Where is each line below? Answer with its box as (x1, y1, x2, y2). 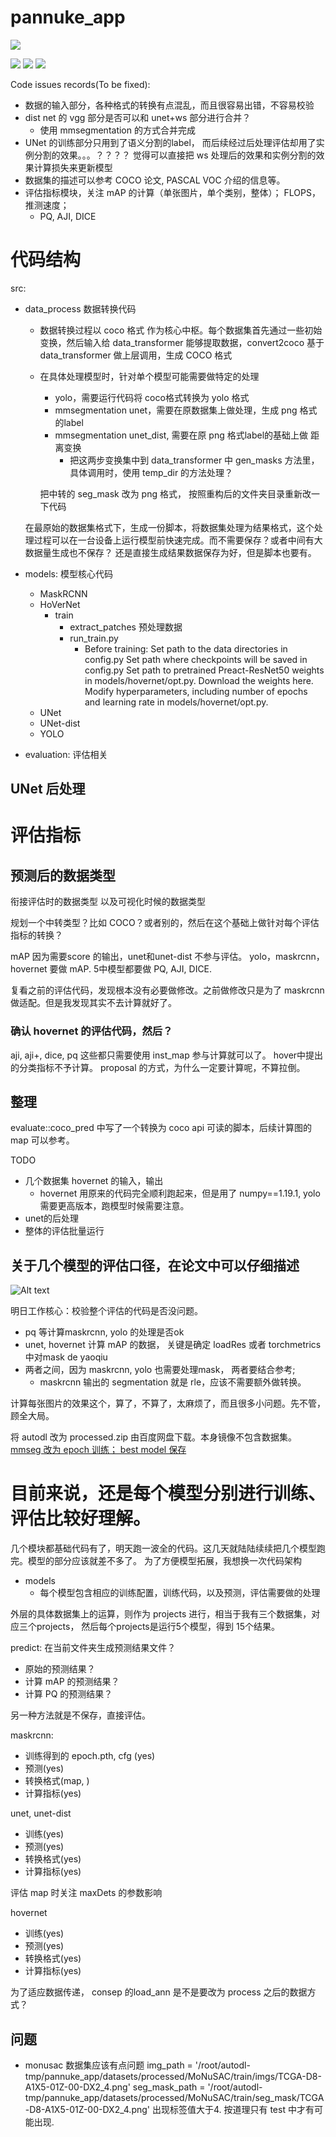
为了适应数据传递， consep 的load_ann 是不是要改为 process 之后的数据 (10, 1986, 308, 1998)
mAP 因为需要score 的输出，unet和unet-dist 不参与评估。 (10, 951, 248, 963)
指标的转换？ (10, 929, 63, 941)
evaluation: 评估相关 (24, 748, 108, 760)
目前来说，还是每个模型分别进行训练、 (10, 1482, 327, 1505)
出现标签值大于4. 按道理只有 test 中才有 (151, 2103, 315, 2115)
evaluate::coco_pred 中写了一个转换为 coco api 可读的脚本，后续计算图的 (10, 1122, 313, 1134)
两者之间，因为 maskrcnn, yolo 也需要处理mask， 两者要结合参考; (24, 1364, 296, 1376)
